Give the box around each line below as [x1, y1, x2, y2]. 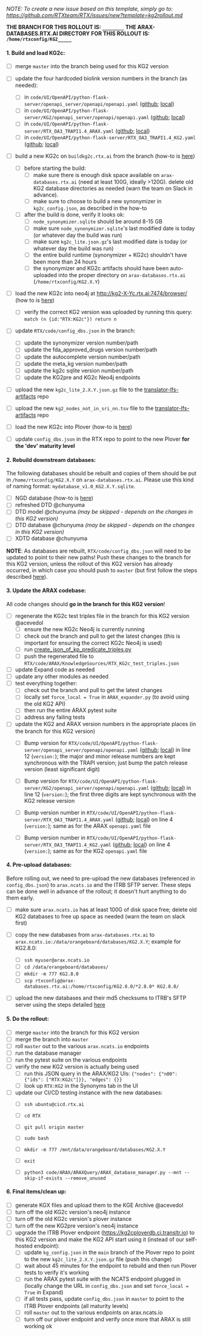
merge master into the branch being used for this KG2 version [15, 63, 168, 70]
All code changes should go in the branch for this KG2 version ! [6, 600, 165, 607]
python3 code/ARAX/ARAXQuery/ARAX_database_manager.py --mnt [24, 1169, 182, 1175]
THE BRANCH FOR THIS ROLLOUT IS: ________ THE [6, 24, 136, 30]
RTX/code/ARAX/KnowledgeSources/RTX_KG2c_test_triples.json [24, 660, 179, 667]
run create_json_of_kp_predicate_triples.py [24, 645, 131, 653]
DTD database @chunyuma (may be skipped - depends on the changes [15, 522, 195, 529]
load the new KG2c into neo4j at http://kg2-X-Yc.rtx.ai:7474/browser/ [15, 290, 187, 297]
